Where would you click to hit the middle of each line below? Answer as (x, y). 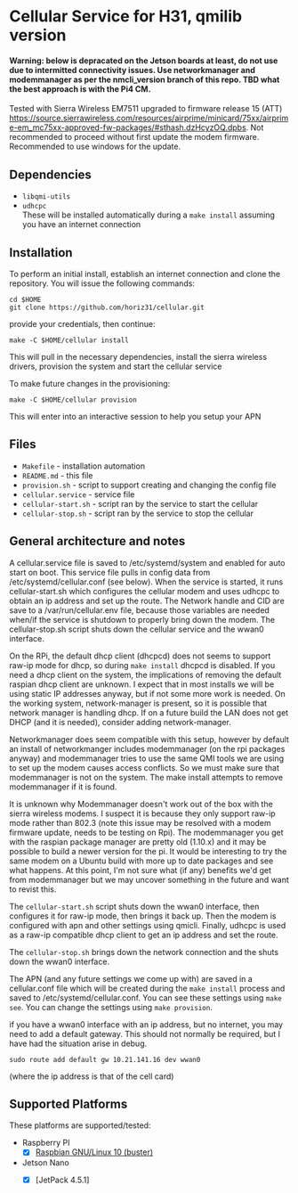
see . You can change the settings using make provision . (111, 1007)
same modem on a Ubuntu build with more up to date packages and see (141, 861)
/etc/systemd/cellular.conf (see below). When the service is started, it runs (146, 582)
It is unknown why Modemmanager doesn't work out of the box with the (141, 804)
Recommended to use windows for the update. (95, 147)
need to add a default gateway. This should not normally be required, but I (145, 1034)
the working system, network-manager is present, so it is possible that (138, 703)
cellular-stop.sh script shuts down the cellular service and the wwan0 (137, 629)
